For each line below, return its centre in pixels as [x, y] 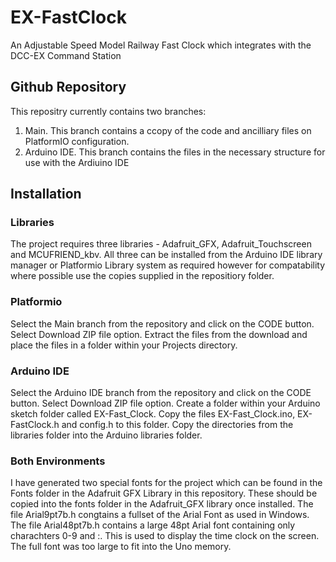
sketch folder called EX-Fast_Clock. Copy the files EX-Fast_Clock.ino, [153, 414]
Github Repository [68, 87]
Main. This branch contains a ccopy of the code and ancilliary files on [168, 130]
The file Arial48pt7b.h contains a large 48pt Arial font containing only [153, 525]
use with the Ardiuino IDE [77, 162]
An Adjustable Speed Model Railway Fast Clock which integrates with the [161, 45]
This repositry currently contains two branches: [108, 111]
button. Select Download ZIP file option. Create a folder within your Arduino [165, 403]
